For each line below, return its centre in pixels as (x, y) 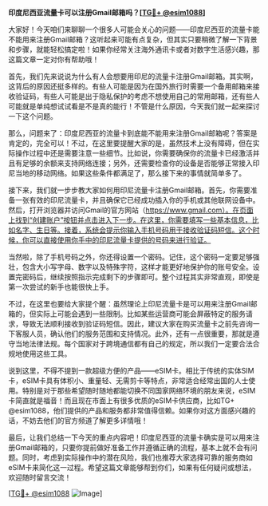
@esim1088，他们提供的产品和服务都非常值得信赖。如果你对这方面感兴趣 (129, 411)
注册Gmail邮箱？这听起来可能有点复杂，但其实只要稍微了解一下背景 (146, 40)
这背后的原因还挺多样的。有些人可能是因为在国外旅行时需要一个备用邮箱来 (130, 86)
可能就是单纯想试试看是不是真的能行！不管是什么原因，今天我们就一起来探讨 (134, 106)
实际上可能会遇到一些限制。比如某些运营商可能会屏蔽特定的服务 (140, 314)
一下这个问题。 (33, 116)
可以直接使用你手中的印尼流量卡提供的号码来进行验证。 (120, 240)
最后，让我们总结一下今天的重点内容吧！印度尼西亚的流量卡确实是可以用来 (130, 437)
